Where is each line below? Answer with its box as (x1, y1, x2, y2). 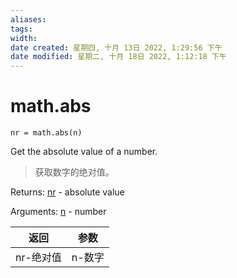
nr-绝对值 (15, 251, 62, 265)
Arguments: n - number (10, 206, 107, 218)
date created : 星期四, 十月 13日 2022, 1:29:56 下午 (10, 42, 223, 53)
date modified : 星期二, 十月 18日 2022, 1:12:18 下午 (10, 52, 227, 62)
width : (10, 33, 38, 43)
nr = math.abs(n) (10, 128, 83, 138)
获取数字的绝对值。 (34, 166, 115, 178)
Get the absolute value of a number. (10, 146, 158, 158)
